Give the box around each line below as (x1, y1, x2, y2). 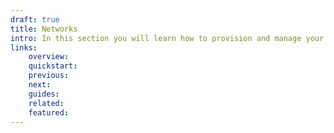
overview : (28, 52, 70, 62)
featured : (28, 107, 70, 118)
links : (10, 42, 38, 53)
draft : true (10, 14, 60, 25)
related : (28, 98, 65, 108)
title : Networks (10, 24, 78, 34)
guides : (28, 89, 60, 99)
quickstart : (28, 61, 78, 71)
